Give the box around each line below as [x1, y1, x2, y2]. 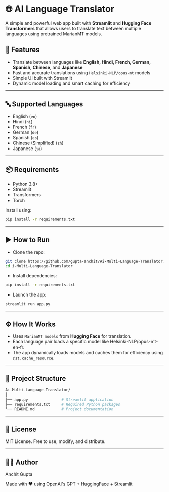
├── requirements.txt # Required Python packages [5, 402, 121, 407]
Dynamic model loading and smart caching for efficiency [12, 80, 130, 86]
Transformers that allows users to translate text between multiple [5, 25, 142, 31]
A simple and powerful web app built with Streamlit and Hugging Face [5, 20, 152, 26]
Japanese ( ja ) [12, 145, 42, 152]
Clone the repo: [12, 249, 45, 255]
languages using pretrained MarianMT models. [5, 31, 102, 37]
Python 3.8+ [12, 181, 39, 187]
